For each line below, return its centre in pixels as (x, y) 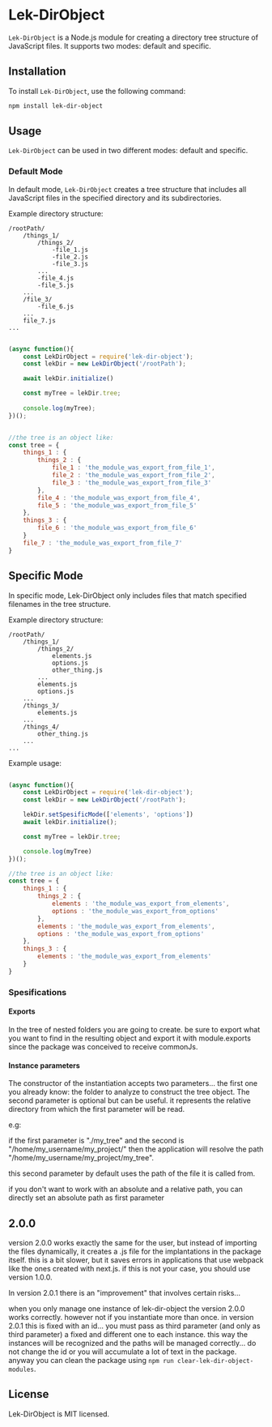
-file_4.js (56, 278)
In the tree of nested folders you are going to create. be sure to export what (134, 1029)
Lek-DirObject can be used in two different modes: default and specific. (128, 151)
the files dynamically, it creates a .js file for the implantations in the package (135, 1251)
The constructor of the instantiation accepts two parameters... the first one (133, 1083)
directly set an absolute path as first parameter (86, 1198)
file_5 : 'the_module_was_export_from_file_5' (117, 505)
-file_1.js (70, 250)
